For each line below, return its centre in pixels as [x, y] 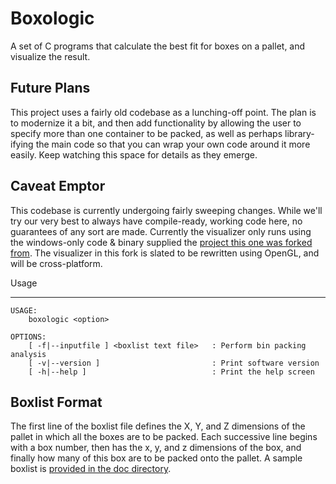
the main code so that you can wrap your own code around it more [173, 144]
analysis [28, 354]
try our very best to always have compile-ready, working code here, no [156, 221]
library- [299, 133]
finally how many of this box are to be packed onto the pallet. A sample [156, 458]
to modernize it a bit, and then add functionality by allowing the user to [156, 123]
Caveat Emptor [58, 186]
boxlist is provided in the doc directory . [91, 469]
